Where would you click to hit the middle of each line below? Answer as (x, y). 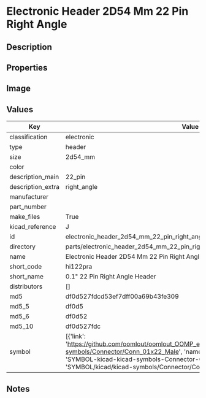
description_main (34, 177)
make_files (25, 217)
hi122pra (79, 267)
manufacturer (29, 197)
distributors (26, 286)
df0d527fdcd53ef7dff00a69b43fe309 (122, 297)
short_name (27, 277)
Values (20, 109)
